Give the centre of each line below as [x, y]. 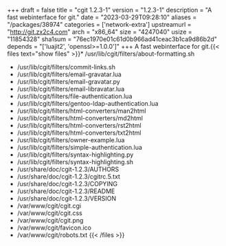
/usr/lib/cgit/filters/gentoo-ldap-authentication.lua [88, 103]
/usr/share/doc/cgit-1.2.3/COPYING [67, 184]
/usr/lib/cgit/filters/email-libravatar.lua [71, 89]
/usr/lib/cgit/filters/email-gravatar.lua [69, 74]
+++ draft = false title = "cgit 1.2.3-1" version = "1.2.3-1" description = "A [110, 10]
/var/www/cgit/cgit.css [49, 213]
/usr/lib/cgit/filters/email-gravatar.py [68, 81]
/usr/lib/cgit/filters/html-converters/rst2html [79, 125]
